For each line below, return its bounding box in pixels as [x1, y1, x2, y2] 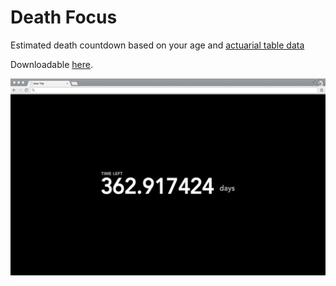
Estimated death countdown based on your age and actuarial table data [10, 39, 305, 51]
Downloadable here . [10, 58, 93, 70]
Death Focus [10, 6, 118, 29]
